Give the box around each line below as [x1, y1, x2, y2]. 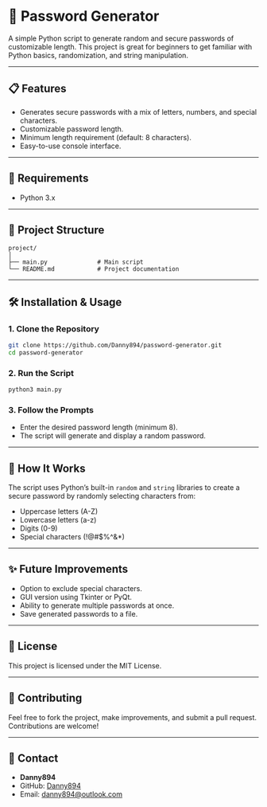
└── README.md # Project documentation [8, 265, 180, 273]
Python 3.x [19, 193, 56, 202]
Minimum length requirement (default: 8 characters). [19, 132, 192, 142]
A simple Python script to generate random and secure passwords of [8, 33, 234, 43]
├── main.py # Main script [8, 258, 145, 266]
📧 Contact [8, 751, 59, 765]
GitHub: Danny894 [19, 781, 82, 791]
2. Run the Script [8, 367, 74, 378]
